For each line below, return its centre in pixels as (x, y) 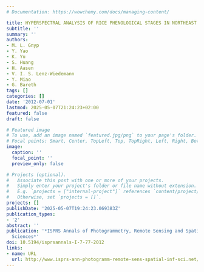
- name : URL (21, 253)
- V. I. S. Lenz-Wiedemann (40, 73)
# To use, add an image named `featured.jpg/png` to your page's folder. (102, 135)
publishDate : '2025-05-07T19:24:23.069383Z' (63, 208)
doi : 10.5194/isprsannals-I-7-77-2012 (55, 243)
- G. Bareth (21, 85)
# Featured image (28, 130)
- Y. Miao (19, 80)
